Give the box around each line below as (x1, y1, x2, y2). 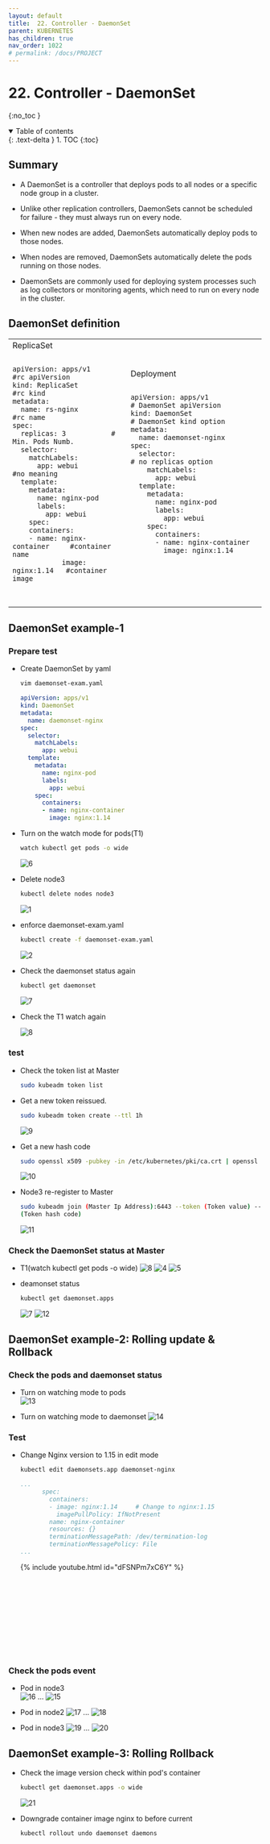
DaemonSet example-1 (8, 621, 125, 635)
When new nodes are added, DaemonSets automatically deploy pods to (19, 227, 258, 238)
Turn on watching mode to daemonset (19, 1412, 147, 1422)
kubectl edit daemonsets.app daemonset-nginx (19, 1466, 175, 1474)
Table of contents (15, 126, 74, 135)
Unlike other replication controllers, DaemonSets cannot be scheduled (19, 203, 253, 214)
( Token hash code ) (19, 1211, 82, 1219)
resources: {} (49, 1525, 96, 1534)
